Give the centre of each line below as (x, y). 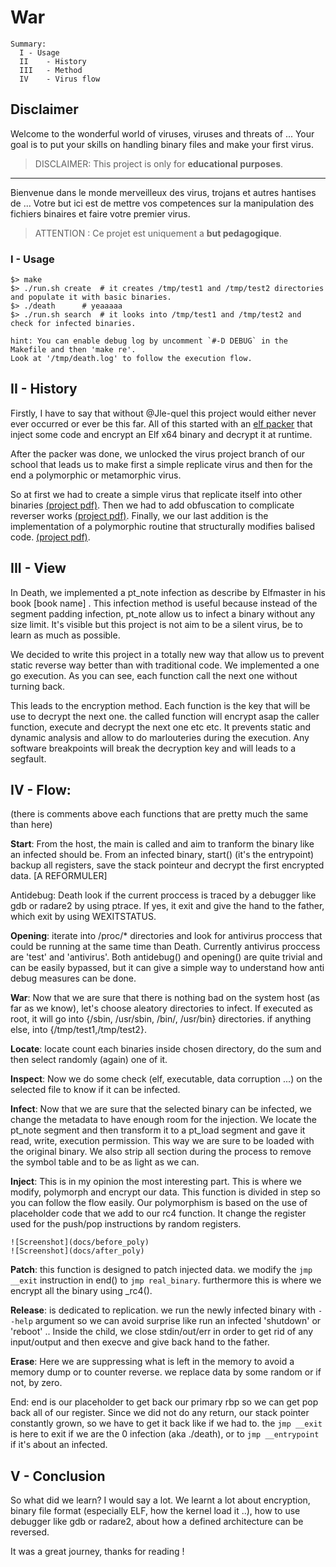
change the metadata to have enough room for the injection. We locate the (163, 1120)
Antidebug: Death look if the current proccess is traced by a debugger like (163, 895)
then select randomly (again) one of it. (89, 1060)
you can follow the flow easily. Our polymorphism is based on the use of (159, 1203)
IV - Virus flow (60, 79)
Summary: (28, 44)
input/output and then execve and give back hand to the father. (140, 1342)
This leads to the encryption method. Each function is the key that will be (160, 705)
